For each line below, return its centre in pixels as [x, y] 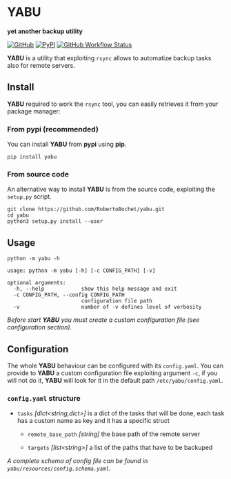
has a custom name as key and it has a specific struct [93, 421]
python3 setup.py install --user [55, 222]
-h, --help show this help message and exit [95, 289]
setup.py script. [29, 197]
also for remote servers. [41, 65]
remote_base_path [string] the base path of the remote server [114, 434]
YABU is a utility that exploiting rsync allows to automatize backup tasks [109, 58]
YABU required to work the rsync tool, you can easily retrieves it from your [113, 104]
